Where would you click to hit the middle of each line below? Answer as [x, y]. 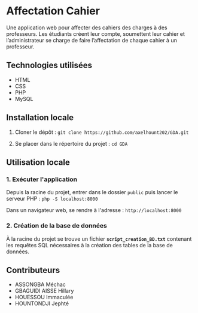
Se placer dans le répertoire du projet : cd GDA [71, 143]
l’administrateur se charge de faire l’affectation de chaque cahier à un [92, 40]
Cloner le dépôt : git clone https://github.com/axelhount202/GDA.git [102, 132]
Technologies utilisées [49, 65]
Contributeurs [33, 270]
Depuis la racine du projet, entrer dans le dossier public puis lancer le [92, 192]
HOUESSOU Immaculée [44, 297]
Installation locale [40, 118]
